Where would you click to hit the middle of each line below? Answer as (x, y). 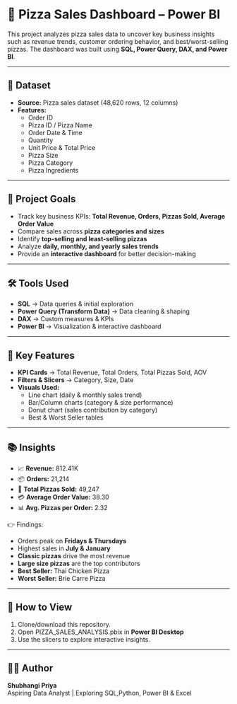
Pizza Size (43, 155)
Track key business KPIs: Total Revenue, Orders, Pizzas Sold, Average (121, 216)
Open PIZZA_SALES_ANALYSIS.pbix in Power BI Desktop (101, 632)
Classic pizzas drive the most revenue (74, 556)
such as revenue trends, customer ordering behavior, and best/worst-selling (118, 41)
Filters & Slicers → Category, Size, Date (75, 380)
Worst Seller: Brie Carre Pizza (61, 578)
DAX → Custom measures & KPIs (66, 319)
